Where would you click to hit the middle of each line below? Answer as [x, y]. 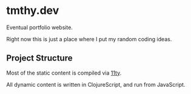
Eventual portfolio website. [39, 27]
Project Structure [39, 58]
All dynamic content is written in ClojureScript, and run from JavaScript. [96, 84]
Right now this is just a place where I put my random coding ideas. [89, 39]
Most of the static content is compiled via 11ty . [64, 73]
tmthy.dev [33, 11]
